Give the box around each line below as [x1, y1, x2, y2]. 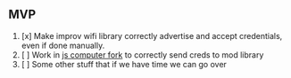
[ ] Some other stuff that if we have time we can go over [21, 58, 227, 69]
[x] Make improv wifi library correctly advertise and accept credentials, [21, 30, 283, 41]
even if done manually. [21, 40, 105, 51]
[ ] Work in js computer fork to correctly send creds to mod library [21, 49, 264, 60]
